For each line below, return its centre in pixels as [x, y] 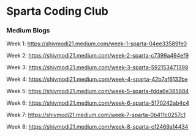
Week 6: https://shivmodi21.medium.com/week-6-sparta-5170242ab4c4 [98, 103]
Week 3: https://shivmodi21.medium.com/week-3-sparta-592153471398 [97, 67]
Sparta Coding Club [57, 11]
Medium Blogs [28, 31]
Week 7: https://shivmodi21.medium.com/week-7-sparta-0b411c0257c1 [96, 115]
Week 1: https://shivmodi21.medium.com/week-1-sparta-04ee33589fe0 [97, 43]
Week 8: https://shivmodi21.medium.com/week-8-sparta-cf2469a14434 [97, 127]
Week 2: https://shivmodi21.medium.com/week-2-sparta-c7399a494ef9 [97, 56]
